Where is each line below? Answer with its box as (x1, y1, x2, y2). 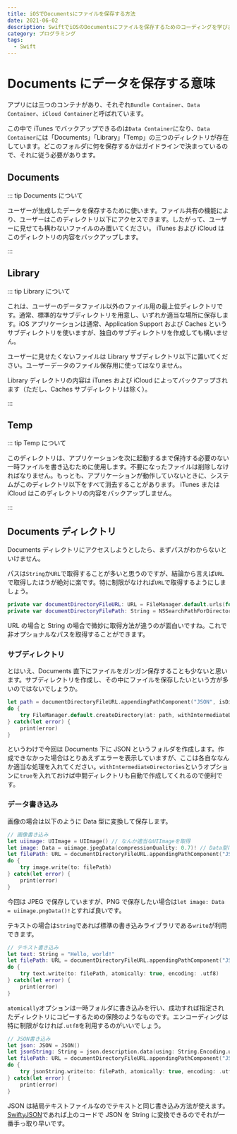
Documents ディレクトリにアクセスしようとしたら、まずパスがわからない (7, 545, 221, 554)
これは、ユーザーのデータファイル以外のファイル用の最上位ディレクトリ (7, 301, 217, 310)
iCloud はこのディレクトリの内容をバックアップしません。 (7, 489, 176, 497)
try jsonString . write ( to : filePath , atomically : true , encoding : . (20, 1068, 222, 1075)
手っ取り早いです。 (13, 1119, 69, 1128)
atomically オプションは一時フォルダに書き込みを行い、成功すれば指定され (7, 1003, 224, 1012)
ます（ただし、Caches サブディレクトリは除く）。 (7, 385, 152, 393)
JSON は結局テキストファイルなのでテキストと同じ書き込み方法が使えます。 (7, 1102, 229, 1110)
